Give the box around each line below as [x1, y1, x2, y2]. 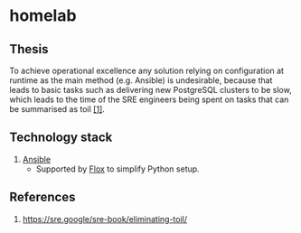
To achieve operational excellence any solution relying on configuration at [9, 65, 285, 76]
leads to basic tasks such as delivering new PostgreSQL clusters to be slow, [9, 85, 292, 95]
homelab [9, 5, 77, 26]
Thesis [9, 42, 49, 57]
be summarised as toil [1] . [9, 104, 106, 114]
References [9, 190, 76, 205]
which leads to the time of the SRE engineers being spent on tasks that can [9, 94, 289, 105]
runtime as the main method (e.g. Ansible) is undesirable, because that [9, 75, 273, 86]
